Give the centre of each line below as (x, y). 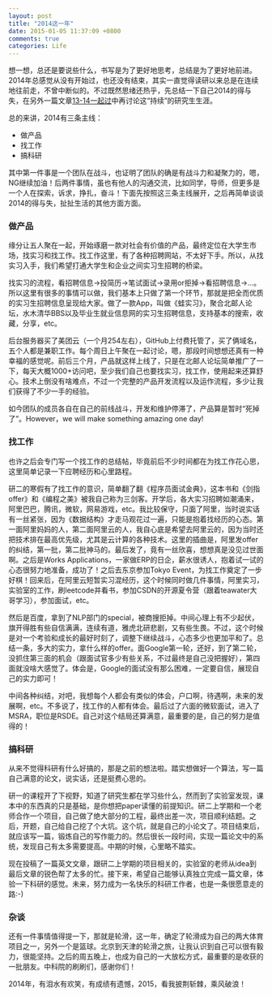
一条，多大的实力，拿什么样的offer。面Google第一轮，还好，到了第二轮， (138, 648)
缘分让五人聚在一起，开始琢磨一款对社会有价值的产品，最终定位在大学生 (129, 245)
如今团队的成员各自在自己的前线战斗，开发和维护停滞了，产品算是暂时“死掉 (134, 409)
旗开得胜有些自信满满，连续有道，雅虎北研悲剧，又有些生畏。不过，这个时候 (136, 627)
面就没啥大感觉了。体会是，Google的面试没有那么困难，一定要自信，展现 (130, 668)
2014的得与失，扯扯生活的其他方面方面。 (77, 203)
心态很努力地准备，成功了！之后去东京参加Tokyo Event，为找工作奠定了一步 (135, 570)
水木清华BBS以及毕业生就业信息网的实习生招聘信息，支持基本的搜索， (139, 313)
